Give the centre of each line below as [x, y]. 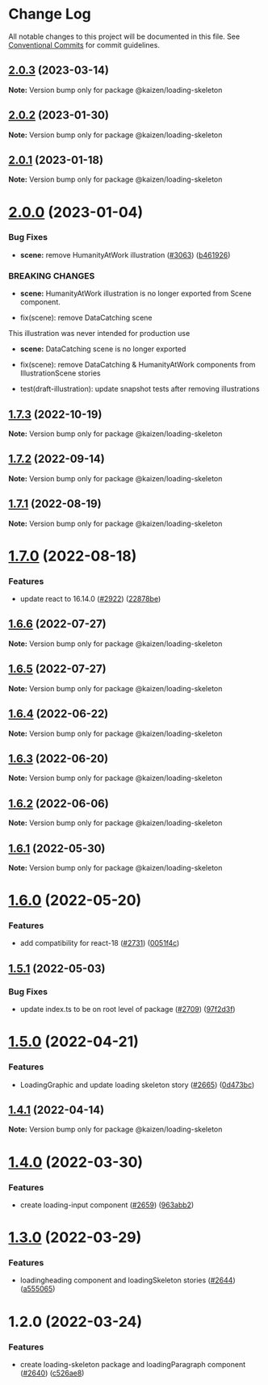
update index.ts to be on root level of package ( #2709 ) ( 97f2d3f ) [128, 1009]
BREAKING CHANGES [52, 275]
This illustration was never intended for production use [99, 334]
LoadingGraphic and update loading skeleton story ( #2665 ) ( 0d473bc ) [137, 1085]
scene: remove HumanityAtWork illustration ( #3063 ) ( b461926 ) [125, 254]
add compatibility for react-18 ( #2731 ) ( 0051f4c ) [100, 943]
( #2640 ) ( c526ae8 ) [52, 1373]
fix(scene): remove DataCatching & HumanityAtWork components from [138, 365]
